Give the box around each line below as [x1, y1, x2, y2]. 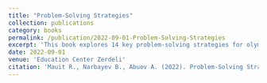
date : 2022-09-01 [8, 48, 66, 56]
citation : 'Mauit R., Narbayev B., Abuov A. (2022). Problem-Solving [8, 63, 244, 71]
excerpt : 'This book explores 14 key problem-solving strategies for [8, 41, 244, 49]
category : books [8, 26, 62, 34]
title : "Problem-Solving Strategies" [8, 11, 133, 20]
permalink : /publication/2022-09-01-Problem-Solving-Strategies [8, 33, 226, 42]
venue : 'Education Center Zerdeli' [8, 56, 126, 64]
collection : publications [8, 19, 94, 27]
